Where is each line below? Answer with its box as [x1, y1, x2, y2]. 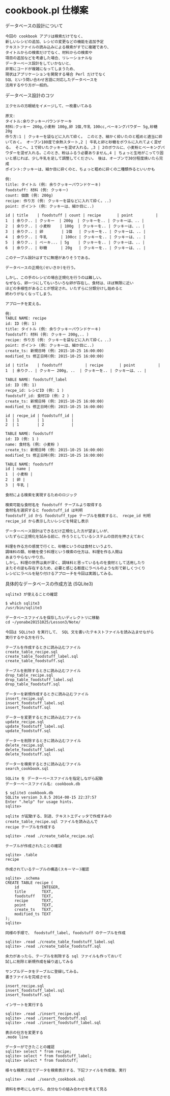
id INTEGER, [14, 884, 60, 890]
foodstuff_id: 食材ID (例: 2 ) [5, 393, 70, 398]
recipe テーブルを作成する [5, 824, 55, 830]
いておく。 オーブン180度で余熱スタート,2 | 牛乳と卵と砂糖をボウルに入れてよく [5, 139, 154, 145]
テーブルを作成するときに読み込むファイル [5, 645, 81, 650]
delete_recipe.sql [5, 743, 44, 748]
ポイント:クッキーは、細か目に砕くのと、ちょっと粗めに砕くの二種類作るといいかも [5, 167, 155, 172]
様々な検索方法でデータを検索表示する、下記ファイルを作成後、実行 [5, 1067, 127, 1073]
